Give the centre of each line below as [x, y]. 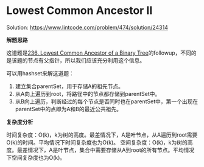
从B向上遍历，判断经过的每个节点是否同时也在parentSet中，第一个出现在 [107, 101]
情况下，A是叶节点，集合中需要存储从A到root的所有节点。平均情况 [111, 150]
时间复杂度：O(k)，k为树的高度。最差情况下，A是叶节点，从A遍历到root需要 [102, 135]
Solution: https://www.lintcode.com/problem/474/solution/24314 [87, 27]
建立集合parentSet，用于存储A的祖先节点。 [69, 86]
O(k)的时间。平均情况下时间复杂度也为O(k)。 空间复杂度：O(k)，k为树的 [97, 142]
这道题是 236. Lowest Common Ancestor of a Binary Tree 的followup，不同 [99, 53]
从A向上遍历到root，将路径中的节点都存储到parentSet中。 [88, 94]
